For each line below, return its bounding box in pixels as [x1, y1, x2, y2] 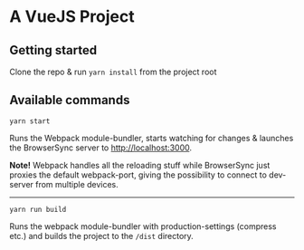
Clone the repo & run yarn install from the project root [9, 66, 217, 77]
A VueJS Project [9, 6, 135, 27]
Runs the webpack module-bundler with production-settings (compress [9, 220, 277, 232]
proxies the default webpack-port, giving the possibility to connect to [9, 169, 267, 180]
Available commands [9, 92, 130, 108]
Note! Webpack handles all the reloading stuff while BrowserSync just [9, 159, 271, 170]
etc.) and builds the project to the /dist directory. [9, 230, 195, 241]
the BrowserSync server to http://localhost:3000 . [9, 142, 193, 153]
